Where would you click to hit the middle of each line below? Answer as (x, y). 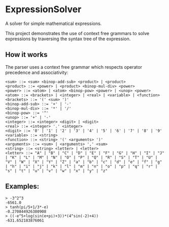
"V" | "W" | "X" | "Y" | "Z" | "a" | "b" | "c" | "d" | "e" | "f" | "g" (84, 162)
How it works (26, 55)
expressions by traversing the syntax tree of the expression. (68, 39)
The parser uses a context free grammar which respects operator (74, 67)
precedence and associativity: (37, 72)
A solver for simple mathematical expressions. (54, 23)
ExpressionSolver (43, 9)
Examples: (22, 187)
